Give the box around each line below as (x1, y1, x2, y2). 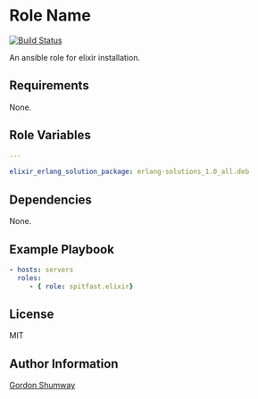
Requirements (9, 78, 89, 94)
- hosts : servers (9, 265, 74, 274)
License (9, 306, 54, 321)
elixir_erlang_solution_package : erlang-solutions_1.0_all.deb (9, 167, 250, 177)
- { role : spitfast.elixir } (29, 282, 134, 291)
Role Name (9, 5, 91, 26)
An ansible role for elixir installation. (9, 52, 141, 62)
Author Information (9, 356, 119, 371)
